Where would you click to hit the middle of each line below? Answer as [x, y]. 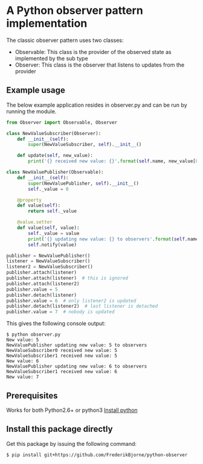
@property [30, 200]
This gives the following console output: [56, 323]
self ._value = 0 [48, 189]
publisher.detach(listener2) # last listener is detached [82, 307]
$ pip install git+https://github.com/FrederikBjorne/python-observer [97, 455]
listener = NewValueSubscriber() [48, 261]
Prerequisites [32, 395]
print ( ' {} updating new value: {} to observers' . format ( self [107, 239]
